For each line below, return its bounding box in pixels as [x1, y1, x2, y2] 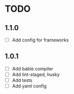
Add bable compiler [12, 65, 54, 72]
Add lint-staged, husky [12, 71, 60, 77]
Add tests [12, 77, 32, 83]
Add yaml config [12, 83, 47, 89]
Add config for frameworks [12, 37, 69, 43]
